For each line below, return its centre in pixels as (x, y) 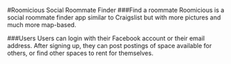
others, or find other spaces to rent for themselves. (80, 53)
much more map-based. (42, 25)
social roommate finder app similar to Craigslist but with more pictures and (114, 17)
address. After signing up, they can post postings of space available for (110, 46)
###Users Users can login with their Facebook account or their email (106, 38)
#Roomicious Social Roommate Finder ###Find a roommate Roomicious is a (116, 10)
